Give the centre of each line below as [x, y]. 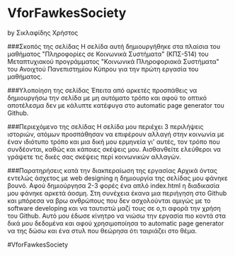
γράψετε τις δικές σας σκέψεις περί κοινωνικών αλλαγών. [94, 157]
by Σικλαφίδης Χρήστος [43, 33]
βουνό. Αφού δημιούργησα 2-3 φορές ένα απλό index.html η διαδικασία [114, 185]
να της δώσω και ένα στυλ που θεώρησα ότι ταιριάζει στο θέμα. [102, 230]
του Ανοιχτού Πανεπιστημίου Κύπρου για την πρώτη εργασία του [103, 69]
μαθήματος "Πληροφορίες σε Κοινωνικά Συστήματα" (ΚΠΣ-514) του [108, 54]
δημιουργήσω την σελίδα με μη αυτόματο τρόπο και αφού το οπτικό [107, 98]
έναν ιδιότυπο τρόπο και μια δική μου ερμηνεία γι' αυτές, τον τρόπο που [114, 141]
